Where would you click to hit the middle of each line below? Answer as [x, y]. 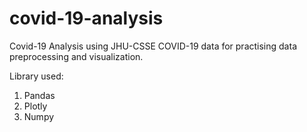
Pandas [39, 95]
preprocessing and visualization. [76, 56]
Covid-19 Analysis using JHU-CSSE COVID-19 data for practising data [153, 46]
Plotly [35, 106]
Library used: [36, 76]
